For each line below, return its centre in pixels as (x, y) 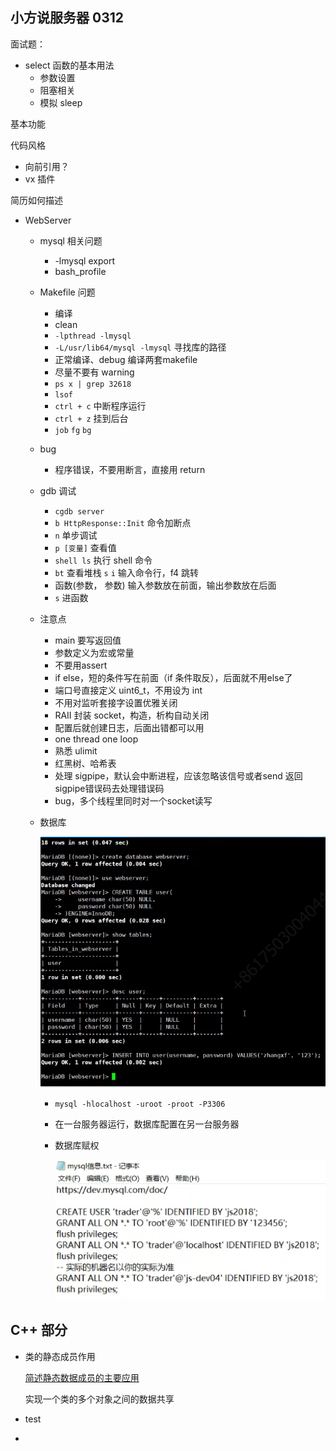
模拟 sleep (61, 102)
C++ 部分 (39, 1330)
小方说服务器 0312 (67, 18)
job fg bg (73, 430)
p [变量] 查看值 (85, 547)
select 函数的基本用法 (69, 65)
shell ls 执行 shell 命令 (103, 560)
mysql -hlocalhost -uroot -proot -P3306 (140, 1104)
